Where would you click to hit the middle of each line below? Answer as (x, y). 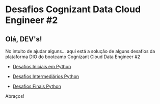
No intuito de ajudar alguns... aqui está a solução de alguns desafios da (80, 51)
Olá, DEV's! (24, 39)
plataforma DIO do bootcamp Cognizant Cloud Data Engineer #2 (73, 57)
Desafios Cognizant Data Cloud (73, 9)
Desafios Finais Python (37, 86)
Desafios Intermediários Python (46, 76)
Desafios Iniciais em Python (42, 67)
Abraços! (15, 96)
